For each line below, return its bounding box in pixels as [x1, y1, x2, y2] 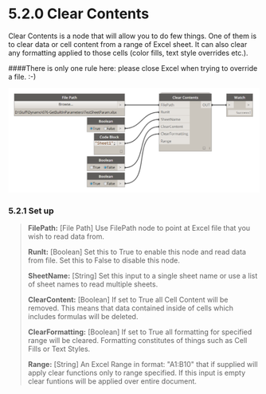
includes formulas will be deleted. [27, 312, 139, 322]
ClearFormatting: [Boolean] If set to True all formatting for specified [27, 327, 252, 337]
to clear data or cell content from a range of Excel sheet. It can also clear [8, 39, 248, 49]
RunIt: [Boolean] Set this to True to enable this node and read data [27, 248, 247, 257]
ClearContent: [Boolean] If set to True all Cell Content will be [27, 295, 229, 305]
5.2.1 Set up [8, 205, 54, 216]
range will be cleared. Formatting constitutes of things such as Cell [27, 336, 248, 345]
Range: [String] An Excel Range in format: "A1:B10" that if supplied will [27, 360, 258, 369]
